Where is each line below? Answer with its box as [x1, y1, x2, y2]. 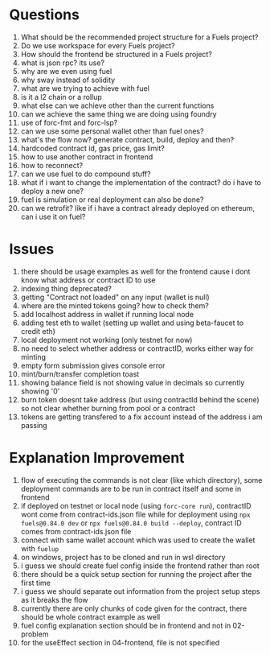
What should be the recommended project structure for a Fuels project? [20, 32, 259, 42]
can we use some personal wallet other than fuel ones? [20, 126, 204, 136]
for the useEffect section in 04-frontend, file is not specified [20, 637, 220, 647]
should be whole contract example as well [20, 612, 161, 621]
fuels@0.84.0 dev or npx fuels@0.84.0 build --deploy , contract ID [20, 517, 242, 528]
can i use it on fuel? [20, 212, 86, 221]
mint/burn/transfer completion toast [20, 369, 140, 379]
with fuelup [20, 543, 59, 553]
